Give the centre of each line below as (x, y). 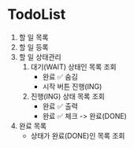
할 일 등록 (33, 47)
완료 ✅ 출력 (60, 106)
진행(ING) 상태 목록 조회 (68, 96)
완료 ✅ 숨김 (60, 76)
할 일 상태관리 (40, 57)
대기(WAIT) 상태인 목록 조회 (73, 67)
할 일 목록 (33, 37)
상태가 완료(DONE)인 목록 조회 (78, 135)
